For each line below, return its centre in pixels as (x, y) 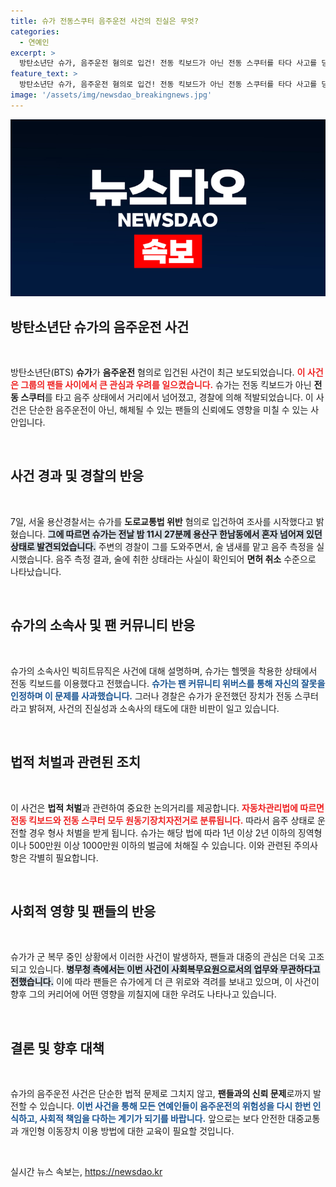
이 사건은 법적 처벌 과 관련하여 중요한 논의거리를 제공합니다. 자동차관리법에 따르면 (167, 807)
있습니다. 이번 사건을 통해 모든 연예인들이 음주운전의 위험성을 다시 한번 (175, 1106)
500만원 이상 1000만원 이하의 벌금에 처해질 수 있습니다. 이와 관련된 (160, 845)
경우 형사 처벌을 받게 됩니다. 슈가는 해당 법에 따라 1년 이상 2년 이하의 (162, 832)
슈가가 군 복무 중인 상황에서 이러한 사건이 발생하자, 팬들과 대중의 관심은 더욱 (158, 957)
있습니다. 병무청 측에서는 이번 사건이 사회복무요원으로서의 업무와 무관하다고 (174, 969)
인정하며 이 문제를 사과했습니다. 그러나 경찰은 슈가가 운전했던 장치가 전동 (151, 696)
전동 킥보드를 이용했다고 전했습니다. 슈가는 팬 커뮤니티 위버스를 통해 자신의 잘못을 (168, 683)
